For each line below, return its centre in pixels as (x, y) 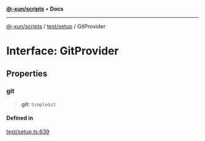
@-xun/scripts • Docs (35, 9)
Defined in (20, 118)
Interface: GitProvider (63, 51)
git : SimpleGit (38, 104)
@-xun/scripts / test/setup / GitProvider (56, 26)
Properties (27, 74)
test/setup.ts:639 (28, 132)
